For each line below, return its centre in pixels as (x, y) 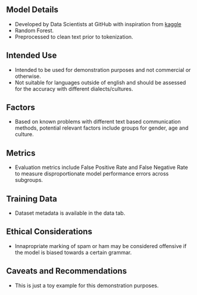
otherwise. (28, 76)
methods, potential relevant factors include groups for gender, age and (101, 128)
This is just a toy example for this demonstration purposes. (87, 285)
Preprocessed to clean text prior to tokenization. (74, 37)
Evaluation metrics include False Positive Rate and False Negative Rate (101, 167)
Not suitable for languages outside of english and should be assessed (100, 82)
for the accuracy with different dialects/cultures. (74, 89)
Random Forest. (34, 30)
